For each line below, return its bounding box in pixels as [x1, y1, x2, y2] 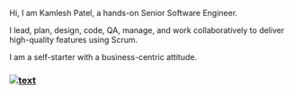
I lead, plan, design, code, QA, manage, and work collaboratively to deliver [9, 25, 285, 35]
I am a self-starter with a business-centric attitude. [9, 52, 198, 62]
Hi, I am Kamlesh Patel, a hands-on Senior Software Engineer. [9, 8, 238, 18]
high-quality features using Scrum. [9, 35, 138, 45]
